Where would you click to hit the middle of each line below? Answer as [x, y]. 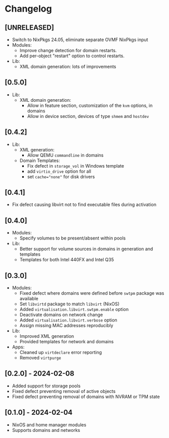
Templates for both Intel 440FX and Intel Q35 [67, 260]
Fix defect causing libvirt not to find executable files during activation [84, 205]
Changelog [28, 9]
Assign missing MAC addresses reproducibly [66, 326]
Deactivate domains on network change [61, 315]
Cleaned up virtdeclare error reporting [61, 352]
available [29, 299]
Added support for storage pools [46, 386]
